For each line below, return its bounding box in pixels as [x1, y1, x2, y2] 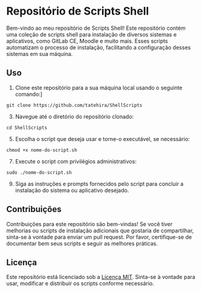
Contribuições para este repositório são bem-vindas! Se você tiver [6, 220, 173, 227]
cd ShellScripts [6, 125, 47, 131]
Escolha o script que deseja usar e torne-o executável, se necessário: [15, 135, 190, 142]
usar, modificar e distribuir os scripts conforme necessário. [6, 280, 154, 287]
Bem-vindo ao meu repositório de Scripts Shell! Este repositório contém [6, 24, 186, 32]
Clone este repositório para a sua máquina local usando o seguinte [15, 84, 183, 91]
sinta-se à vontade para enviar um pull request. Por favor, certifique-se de [6, 233, 192, 241]
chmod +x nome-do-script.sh [6, 147, 78, 153]
